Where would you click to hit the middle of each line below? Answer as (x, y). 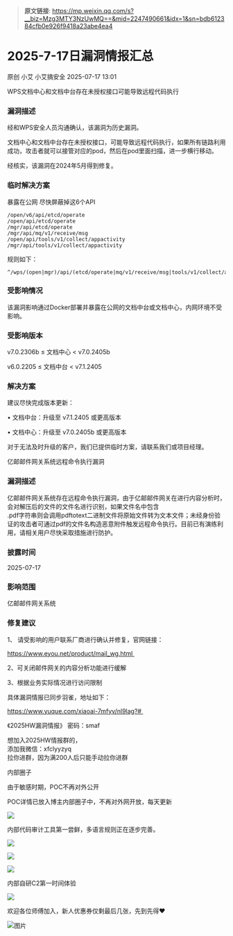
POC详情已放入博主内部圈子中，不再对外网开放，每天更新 (89, 801)
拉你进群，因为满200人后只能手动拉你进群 (68, 757)
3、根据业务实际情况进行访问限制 (55, 682)
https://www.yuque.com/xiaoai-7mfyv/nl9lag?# (75, 711)
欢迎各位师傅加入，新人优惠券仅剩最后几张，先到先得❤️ (86, 910)
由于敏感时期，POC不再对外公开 (53, 787)
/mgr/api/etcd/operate (40, 227)
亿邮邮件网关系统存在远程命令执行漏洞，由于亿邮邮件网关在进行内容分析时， (116, 498)
